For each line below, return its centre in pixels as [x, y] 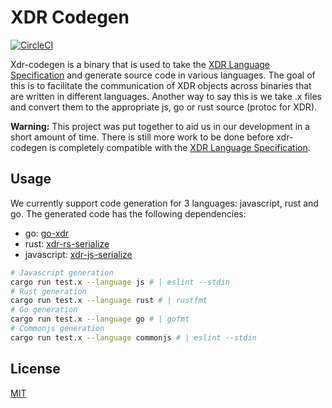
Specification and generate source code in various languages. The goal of [163, 75]
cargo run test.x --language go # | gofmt [100, 319]
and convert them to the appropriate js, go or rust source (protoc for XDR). [164, 107]
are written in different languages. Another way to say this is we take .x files [166, 96]
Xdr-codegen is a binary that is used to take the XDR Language [140, 64]
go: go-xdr [47, 233]
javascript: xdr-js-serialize [78, 254]
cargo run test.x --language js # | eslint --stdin [120, 282]
